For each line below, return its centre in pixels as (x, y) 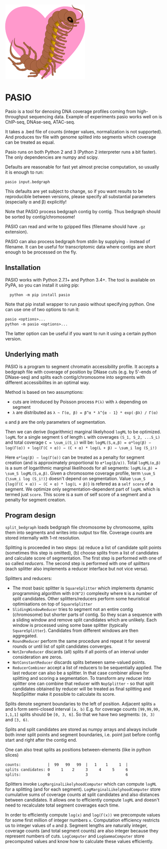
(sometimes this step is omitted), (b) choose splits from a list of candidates (82, 553)
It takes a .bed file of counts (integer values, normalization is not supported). (84, 131)
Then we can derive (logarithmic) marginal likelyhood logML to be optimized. (83, 432)
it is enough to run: (24, 172)
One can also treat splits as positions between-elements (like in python (78, 750)
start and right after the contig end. (41, 740)
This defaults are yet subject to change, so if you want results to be (74, 191)
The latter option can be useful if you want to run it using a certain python (81, 333)
